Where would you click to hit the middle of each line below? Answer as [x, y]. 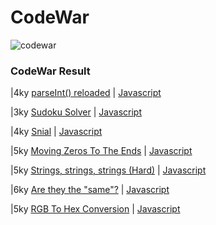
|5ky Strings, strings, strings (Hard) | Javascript [108, 170]
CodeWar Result [50, 71]
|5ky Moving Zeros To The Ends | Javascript [101, 151]
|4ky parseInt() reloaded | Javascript [86, 93]
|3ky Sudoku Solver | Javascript [76, 112]
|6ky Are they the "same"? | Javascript [90, 190]
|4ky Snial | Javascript [56, 132]
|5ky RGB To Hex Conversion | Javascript [95, 209]
